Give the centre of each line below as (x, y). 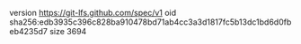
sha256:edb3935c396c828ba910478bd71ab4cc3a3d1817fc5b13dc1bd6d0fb (150, 22)
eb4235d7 (28, 31)
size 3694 (68, 31)
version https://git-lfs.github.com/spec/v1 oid (93, 13)
